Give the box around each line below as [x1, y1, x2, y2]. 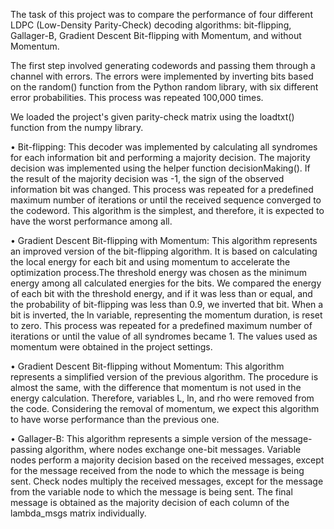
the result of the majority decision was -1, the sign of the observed [10, 173, 285, 184]
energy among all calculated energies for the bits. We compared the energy [10, 277, 322, 289]
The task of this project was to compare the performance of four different [10, 9, 313, 20]
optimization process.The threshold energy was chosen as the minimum [10, 267, 308, 278]
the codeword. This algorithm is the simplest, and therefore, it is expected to [10, 205, 325, 216]
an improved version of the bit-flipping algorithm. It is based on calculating [10, 245, 318, 257]
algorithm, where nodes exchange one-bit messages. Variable [44, 444, 302, 455]
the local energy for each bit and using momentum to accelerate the [10, 256, 291, 268]
